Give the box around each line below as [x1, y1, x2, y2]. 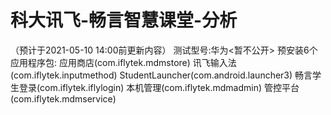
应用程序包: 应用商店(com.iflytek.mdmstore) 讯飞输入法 [10, 56, 237, 68]
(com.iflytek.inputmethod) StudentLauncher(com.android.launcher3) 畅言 [10, 69, 313, 81]
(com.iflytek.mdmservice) [10, 92, 117, 105]
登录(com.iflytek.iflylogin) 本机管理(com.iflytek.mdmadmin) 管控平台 [18, 81, 300, 93]
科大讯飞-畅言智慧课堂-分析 [10, 9, 238, 32]
